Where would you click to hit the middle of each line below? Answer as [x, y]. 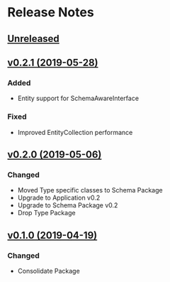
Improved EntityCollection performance [75, 132]
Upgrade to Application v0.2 [59, 198]
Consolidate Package [49, 271]
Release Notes [51, 12]
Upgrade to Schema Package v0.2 [68, 205]
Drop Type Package [46, 213]
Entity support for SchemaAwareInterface [78, 98]
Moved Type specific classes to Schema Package [90, 190]
